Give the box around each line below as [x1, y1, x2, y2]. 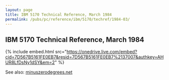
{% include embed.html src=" [5, 49, 67, 55]
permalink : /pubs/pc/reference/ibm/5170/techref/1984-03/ [5, 17, 130, 22]
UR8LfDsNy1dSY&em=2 [5, 59, 55, 65]
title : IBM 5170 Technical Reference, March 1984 [5, 12, 112, 17]
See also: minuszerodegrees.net [5, 69, 73, 75]
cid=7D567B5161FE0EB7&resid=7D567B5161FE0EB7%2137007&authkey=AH [5, 54, 164, 60]
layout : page [5, 7, 33, 13]
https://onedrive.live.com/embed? [66, 49, 138, 55]
